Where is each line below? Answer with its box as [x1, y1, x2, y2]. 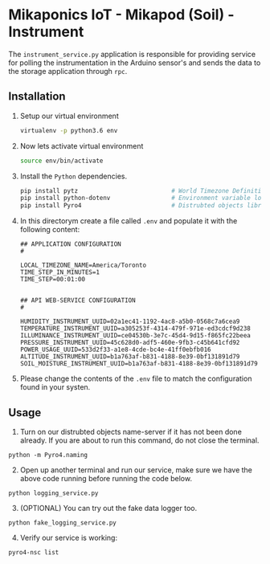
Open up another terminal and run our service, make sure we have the [19, 464, 253, 475]
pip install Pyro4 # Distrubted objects [19, 202, 243, 210]
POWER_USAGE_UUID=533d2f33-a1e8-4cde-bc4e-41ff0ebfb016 [19, 345, 211, 354]
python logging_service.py [8, 488, 99, 497]
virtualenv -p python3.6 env [19, 126, 118, 134]
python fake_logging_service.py [8, 518, 117, 527]
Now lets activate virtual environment [19, 141, 144, 150]
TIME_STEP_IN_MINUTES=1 [19, 268, 100, 276]
